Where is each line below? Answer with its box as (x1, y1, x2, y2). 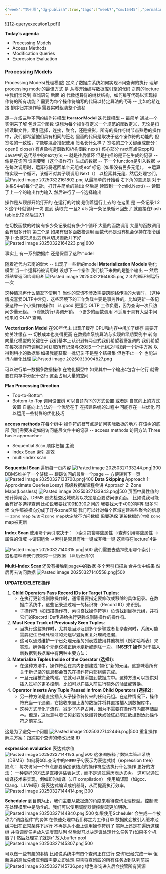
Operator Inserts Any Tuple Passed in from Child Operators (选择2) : (12, 687, 153, 693)
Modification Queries (12, 50, 55, 56)
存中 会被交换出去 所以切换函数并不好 (5, 235, 82, 240)
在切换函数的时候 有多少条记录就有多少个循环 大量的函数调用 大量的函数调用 (5, 222, 161, 228)
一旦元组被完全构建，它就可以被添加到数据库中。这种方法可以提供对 (19, 675, 159, 680)
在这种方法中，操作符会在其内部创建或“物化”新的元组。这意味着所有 (19, 662, 158, 668)
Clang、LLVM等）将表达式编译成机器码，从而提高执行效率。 (5, 782, 128, 788)
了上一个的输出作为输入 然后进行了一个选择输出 (5, 189, 102, 195)
